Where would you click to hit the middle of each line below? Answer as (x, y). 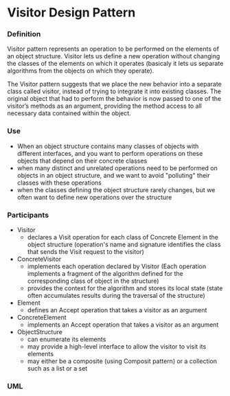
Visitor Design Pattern (71, 13)
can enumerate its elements (67, 339)
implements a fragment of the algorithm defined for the (105, 274)
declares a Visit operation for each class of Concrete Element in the (123, 237)
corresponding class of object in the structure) (93, 281)
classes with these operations (59, 183)
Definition (24, 34)
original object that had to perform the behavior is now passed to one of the (114, 99)
